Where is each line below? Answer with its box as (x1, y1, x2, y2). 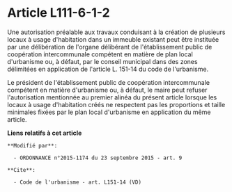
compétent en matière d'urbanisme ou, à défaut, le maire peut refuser (7, 86, 208, 94)
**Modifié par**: (7, 142, 58, 149)
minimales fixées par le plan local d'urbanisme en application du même (7, 108, 211, 116)
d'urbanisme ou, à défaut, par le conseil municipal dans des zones (7, 57, 198, 65)
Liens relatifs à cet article (7, 129, 82, 137)
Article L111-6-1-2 (7, 5, 110, 21)
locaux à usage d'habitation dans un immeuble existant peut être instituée (7, 35, 219, 43)
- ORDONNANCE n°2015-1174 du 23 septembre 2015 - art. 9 (13, 154, 183, 161)
